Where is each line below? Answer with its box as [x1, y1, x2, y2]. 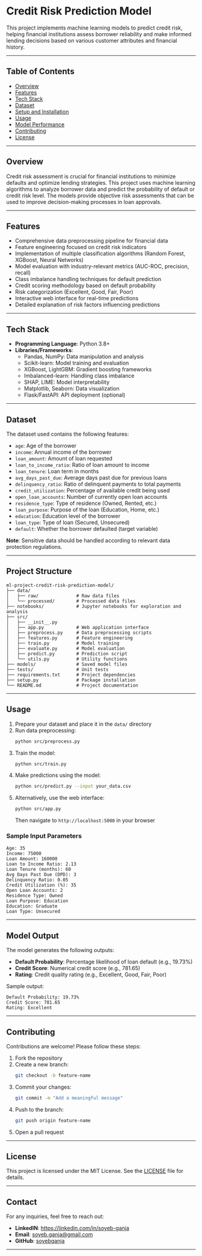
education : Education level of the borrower [14, 513, 121, 519]
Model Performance [14, 120, 65, 128]
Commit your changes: [14, 1083, 72, 1090]
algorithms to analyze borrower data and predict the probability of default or [6, 185, 195, 193]
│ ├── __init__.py [6, 619, 58, 625]
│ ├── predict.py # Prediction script [6, 651, 128, 657]
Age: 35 [6, 846, 26, 852]
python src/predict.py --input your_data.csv [14, 784, 131, 790]
